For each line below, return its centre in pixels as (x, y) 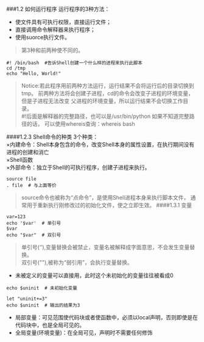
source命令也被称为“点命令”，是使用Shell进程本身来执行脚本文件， (105, 198)
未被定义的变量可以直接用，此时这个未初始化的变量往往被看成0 (94, 275)
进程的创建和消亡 (28, 152)
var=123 (16, 217)
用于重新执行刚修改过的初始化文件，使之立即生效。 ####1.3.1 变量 (109, 205)
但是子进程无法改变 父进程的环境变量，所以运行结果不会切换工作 (102, 101)
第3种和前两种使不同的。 (52, 50)
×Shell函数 (20, 160)
